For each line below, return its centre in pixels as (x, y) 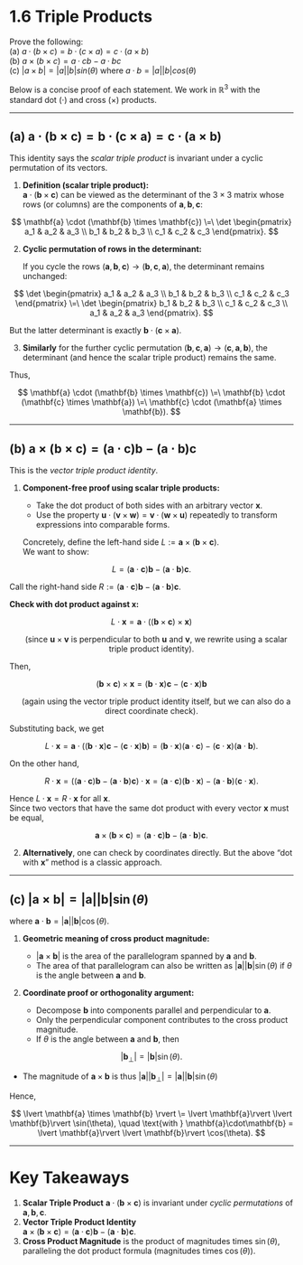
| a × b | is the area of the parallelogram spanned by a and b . (146, 956)
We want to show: (56, 552)
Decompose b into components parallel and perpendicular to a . (153, 1010)
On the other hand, (44, 764)
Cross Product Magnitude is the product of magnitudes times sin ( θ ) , (151, 1241)
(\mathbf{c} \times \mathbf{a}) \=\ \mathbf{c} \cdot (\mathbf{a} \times (151, 402)
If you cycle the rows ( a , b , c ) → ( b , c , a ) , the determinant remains (143, 267)
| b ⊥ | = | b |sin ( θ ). (151, 1057)
